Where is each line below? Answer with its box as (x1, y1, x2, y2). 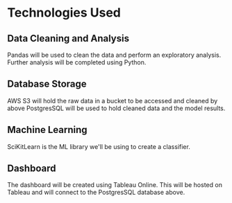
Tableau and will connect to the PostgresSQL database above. (7, 188, 185, 197)
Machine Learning (7, 124, 88, 136)
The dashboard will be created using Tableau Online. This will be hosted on (7, 181, 222, 189)
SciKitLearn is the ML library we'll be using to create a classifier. (7, 142, 191, 150)
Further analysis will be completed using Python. (7, 58, 147, 67)
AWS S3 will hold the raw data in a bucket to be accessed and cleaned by (7, 96, 218, 105)
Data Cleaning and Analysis (7, 33, 130, 44)
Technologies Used (7, 5, 122, 21)
